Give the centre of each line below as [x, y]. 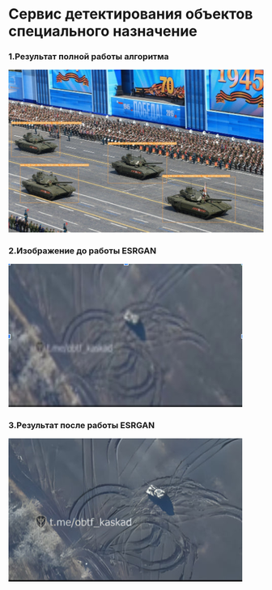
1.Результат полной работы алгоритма [89, 57]
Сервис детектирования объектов [131, 14]
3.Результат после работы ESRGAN [82, 426]
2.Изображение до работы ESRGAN [82, 250]
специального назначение [103, 31]
